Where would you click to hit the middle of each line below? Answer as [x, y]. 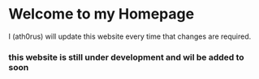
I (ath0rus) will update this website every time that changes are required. [130, 36]
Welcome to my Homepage [101, 14]
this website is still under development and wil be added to [127, 57]
